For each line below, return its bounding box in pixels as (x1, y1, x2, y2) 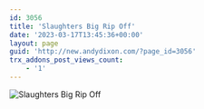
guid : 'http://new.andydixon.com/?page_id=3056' (9, 47, 197, 56)
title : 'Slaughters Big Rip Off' (9, 22, 136, 31)
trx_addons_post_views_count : (9, 55, 124, 64)
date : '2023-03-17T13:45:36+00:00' (9, 30, 144, 39)
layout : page (9, 38, 59, 48)
